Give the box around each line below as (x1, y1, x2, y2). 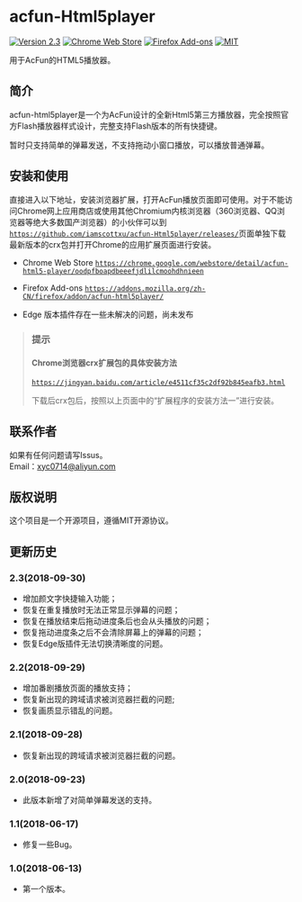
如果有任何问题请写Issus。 (9, 449, 108, 460)
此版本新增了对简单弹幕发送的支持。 (22, 794, 157, 805)
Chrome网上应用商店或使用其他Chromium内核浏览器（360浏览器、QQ (16, 205, 278, 216)
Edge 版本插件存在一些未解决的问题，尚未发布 (22, 309, 194, 320)
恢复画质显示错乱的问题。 (22, 705, 118, 717)
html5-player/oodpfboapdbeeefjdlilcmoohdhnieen (22, 266, 204, 275)
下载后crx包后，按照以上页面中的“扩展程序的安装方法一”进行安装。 (31, 394, 280, 406)
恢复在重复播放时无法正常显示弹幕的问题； (22, 605, 181, 615)
